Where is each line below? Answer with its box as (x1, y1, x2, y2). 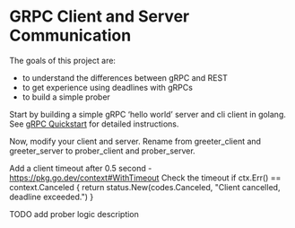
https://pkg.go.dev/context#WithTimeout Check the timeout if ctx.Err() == (9, 172, 282, 183)
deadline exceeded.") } (9, 191, 94, 202)
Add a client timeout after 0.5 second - (9, 162, 152, 173)
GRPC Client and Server (9, 6, 190, 27)
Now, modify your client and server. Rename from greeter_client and (9, 136, 262, 146)
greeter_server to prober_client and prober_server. (9, 145, 195, 156)
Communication (9, 25, 132, 46)
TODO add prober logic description (9, 208, 139, 219)
